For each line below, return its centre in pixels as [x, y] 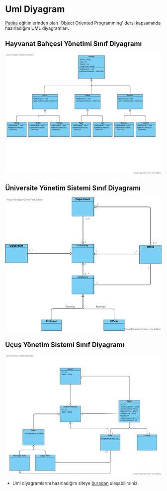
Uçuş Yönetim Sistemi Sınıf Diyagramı [65, 345]
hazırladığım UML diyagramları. [37, 28]
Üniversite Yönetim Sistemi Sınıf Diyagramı [73, 188]
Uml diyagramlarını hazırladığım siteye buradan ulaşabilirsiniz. [76, 483]
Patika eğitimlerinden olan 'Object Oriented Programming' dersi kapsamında [83, 23]
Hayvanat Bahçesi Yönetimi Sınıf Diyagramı [74, 44]
